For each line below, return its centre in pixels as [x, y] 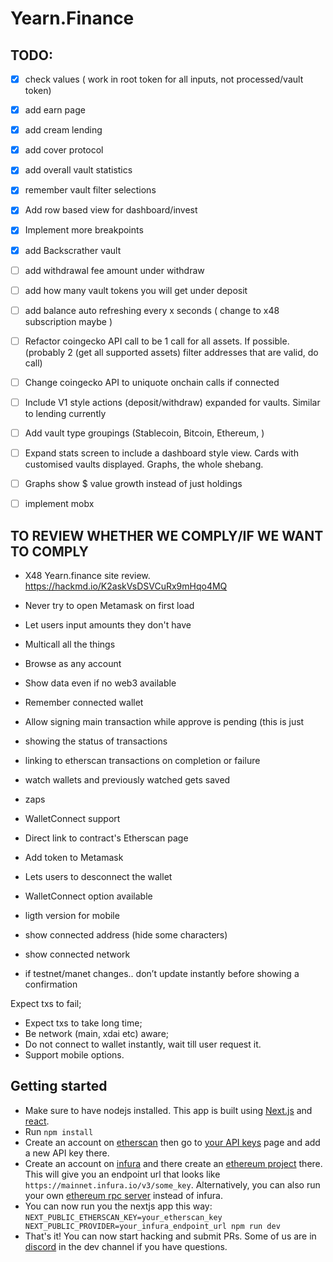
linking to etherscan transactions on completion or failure [142, 760]
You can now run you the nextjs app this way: [118, 1206]
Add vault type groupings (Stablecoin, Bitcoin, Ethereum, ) [144, 433]
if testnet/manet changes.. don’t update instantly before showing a [162, 973]
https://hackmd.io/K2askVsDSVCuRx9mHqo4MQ [126, 586]
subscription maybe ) [68, 321]
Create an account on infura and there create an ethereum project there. [173, 1163]
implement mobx [59, 504]
